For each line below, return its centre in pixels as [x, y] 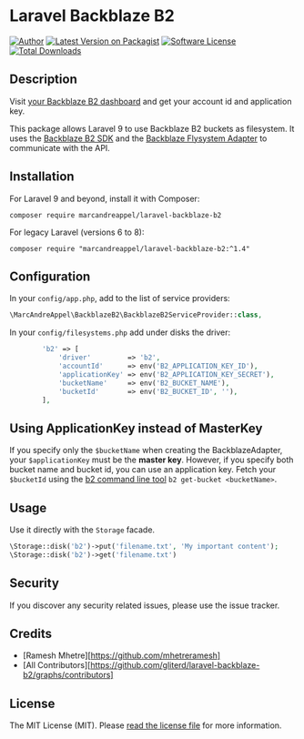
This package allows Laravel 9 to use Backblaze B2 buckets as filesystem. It [152, 128]
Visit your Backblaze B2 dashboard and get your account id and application [151, 101]
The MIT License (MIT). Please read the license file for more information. [146, 725]
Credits [31, 633]
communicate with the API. [60, 147]
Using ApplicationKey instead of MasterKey [136, 428]
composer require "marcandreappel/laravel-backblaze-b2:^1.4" [130, 248]
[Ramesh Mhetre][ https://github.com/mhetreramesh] [122, 655]
